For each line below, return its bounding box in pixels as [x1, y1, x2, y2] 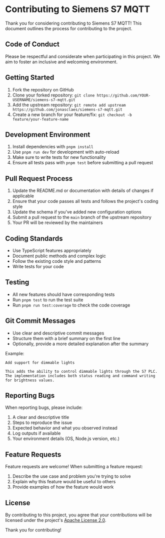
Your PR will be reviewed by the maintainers [12, 220, 103, 226]
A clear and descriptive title [12, 414, 69, 420]
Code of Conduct [5, 40, 60, 49]
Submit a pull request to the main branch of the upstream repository [12, 214, 151, 221]
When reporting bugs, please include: [5, 404, 83, 410]
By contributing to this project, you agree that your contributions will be [5, 512, 152, 518]
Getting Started [5, 73, 54, 82]
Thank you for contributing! [5, 527, 61, 533]
